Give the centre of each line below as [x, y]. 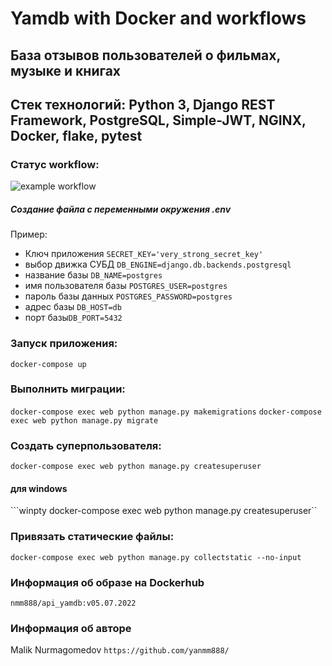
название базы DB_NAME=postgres [93, 275]
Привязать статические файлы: [92, 537]
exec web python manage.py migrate [84, 420]
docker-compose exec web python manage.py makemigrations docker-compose [166, 412]
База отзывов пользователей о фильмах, [145, 55]
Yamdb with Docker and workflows [158, 18]
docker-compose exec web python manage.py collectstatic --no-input [156, 557]
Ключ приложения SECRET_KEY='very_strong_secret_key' [144, 254]
